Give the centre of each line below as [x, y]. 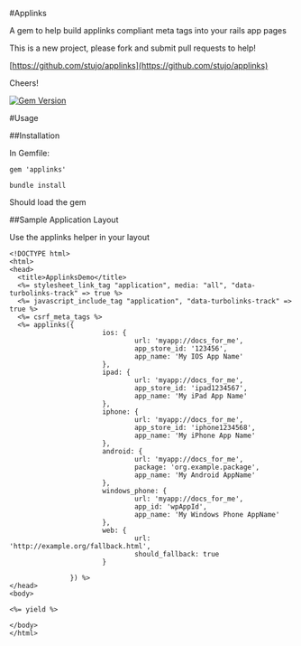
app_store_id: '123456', [181, 349]
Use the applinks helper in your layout [80, 237]
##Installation [35, 136]
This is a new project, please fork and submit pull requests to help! [133, 48]
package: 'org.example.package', [196, 467]
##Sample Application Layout [64, 220]
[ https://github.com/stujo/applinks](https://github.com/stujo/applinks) [139, 66]
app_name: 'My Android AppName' [195, 475]
